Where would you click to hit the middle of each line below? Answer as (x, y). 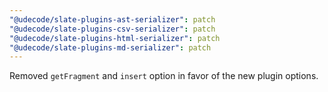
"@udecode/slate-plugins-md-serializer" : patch (110, 47)
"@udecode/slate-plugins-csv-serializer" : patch (112, 29)
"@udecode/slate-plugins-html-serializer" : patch (115, 38)
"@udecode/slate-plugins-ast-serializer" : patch (112, 19)
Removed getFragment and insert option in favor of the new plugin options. (164, 76)
